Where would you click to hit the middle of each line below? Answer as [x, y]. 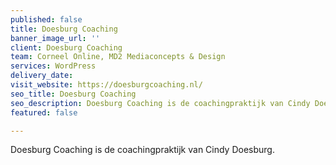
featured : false [44, 112]
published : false [46, 19]
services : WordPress [53, 66]
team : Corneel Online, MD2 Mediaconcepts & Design [118, 57]
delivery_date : [42, 76]
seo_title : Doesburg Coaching [73, 94]
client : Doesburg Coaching [66, 47]
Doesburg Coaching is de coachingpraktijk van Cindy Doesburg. [142, 150]
